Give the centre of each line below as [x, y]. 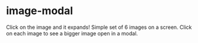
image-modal [40, 11]
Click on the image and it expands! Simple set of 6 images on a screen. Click [99, 27]
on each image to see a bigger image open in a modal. [72, 33]
